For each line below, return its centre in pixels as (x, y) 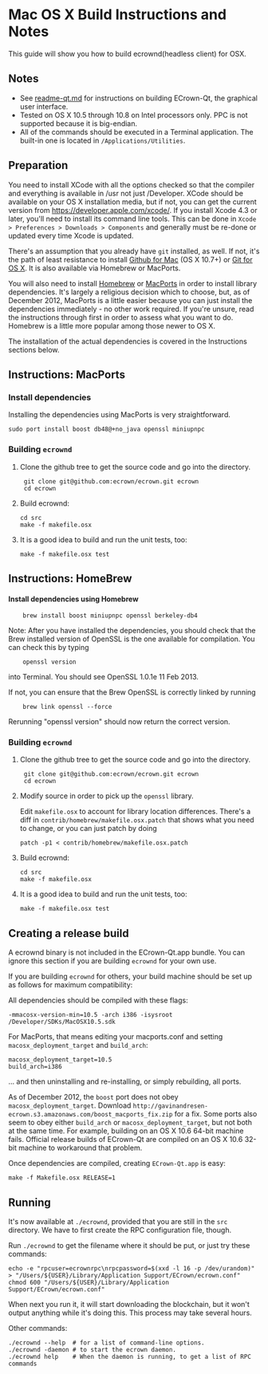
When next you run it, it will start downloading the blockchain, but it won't (129, 1305)
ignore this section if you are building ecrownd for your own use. (112, 961)
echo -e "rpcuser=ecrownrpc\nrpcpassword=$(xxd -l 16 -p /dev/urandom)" (132, 1269)
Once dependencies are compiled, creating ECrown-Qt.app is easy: (117, 1163)
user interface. (44, 106)
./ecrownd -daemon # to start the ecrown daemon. (93, 1350)
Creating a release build (69, 933)
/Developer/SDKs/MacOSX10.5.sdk (62, 1022)
